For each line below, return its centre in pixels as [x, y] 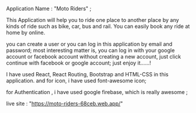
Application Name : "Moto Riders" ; [49, 9]
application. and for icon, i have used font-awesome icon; [76, 80]
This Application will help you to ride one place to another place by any [93, 20]
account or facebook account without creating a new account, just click [94, 56]
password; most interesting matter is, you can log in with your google [91, 50]
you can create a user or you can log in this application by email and [89, 44]
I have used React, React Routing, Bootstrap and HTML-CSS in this [87, 74]
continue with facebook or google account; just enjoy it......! [79, 63]
